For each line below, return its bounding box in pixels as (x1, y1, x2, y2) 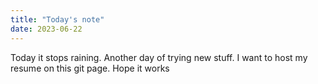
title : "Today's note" (10, 14, 105, 25)
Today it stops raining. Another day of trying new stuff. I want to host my (10, 51, 308, 63)
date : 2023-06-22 (10, 24, 83, 34)
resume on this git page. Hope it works (10, 62, 170, 74)
